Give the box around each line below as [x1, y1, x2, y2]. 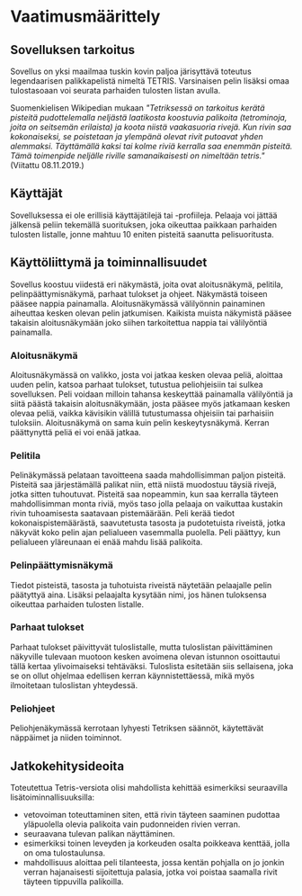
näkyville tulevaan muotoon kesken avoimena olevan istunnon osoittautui [10, 650, 280, 662]
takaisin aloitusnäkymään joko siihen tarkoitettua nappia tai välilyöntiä [10, 317, 268, 327]
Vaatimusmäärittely [10, 6, 161, 27]
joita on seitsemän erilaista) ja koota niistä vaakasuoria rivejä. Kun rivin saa [10, 121, 291, 132]
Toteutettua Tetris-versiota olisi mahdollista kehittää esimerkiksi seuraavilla [10, 782, 289, 793]
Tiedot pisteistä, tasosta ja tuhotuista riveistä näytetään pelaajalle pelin [10, 579, 272, 590]
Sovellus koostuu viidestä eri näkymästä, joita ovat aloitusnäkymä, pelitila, [10, 279, 284, 290]
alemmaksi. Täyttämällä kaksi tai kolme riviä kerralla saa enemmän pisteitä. [10, 141, 293, 151]
